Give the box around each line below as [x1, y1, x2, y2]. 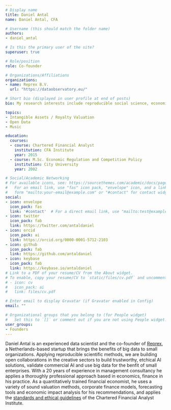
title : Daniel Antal [5, 12, 49, 17]
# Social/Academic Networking [5, 176, 70, 181]
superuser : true [5, 49, 40, 54]
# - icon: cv [5, 280, 33, 285]
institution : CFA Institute [14, 148, 74, 153]
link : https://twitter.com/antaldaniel [10, 223, 95, 228]
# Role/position [5, 59, 40, 64]
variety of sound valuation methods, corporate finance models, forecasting [5, 384, 163, 390]
